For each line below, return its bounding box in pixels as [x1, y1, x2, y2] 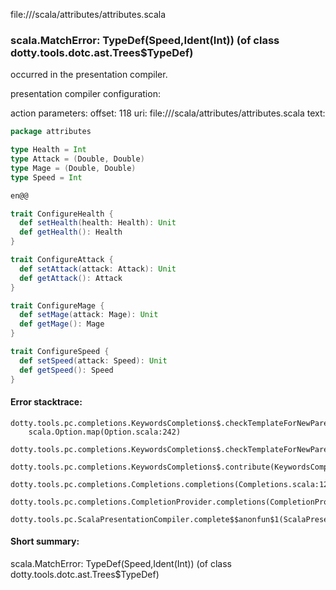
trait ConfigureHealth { [10, 209, 114, 219]
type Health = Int [10, 145, 87, 155]
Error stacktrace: [10, 396, 83, 408]
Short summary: [10, 535, 80, 548]
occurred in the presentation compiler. [10, 69, 168, 81]
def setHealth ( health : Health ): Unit [19, 218, 177, 228]
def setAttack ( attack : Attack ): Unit [19, 264, 177, 274]
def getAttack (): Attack [19, 273, 123, 283]
